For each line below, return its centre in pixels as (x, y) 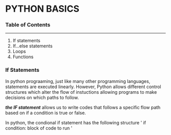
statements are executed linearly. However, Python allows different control (83, 87)
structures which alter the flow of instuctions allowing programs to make (81, 92)
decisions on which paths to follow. (42, 97)
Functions (23, 57)
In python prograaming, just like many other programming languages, (78, 81)
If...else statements (33, 46)
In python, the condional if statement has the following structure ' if (76, 122)
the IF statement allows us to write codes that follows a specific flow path (83, 107)
